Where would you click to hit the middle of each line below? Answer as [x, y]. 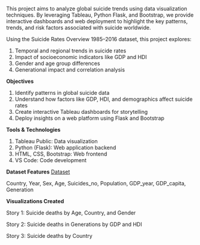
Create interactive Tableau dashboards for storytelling [81, 112]
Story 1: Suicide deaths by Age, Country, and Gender [71, 213]
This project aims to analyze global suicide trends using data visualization [97, 9]
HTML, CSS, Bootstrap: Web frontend [61, 154]
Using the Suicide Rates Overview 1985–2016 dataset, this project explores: [99, 39]
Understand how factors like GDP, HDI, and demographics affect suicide [104, 99]
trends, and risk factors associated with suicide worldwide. [79, 27]
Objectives [20, 81]
